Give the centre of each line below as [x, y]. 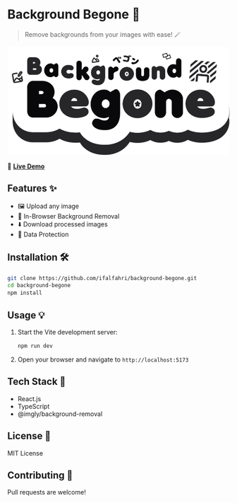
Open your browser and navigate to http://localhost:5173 [103, 359]
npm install [25, 293]
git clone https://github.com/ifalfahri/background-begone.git [102, 278]
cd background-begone [39, 286]
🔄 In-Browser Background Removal [68, 216]
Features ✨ [32, 189]
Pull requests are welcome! [47, 492]
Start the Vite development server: [67, 332]
